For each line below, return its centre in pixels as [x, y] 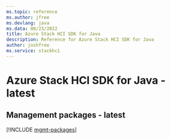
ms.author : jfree [28, 17]
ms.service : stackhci [33, 51]
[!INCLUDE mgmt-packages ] [41, 129]
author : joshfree [28, 46]
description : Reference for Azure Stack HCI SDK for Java [80, 40]
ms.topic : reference [32, 12]
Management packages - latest [66, 115]
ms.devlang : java [28, 23]
